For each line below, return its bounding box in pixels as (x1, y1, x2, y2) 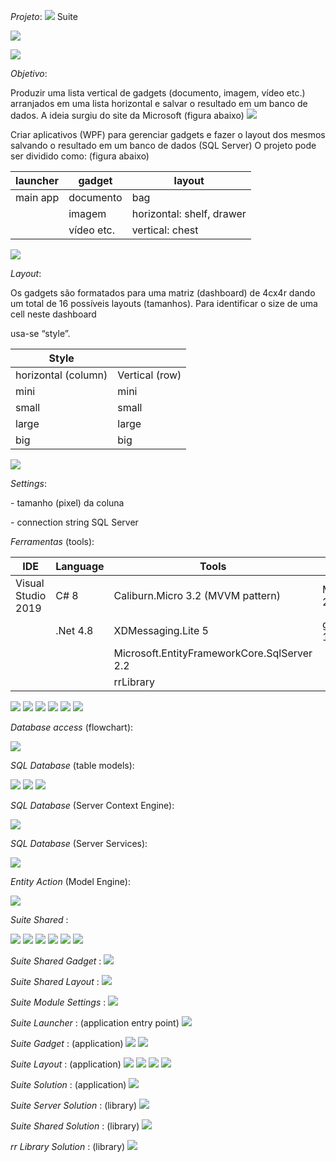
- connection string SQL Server (10, 516, 139, 528)
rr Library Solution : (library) (10, 1141, 126, 1152)
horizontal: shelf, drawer (131, 207, 247, 220)
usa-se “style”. (10, 328, 71, 339)
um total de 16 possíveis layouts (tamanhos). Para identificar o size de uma (10, 298, 318, 309)
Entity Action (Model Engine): (10, 876, 131, 887)
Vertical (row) (117, 368, 182, 382)
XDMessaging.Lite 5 (113, 624, 209, 637)
